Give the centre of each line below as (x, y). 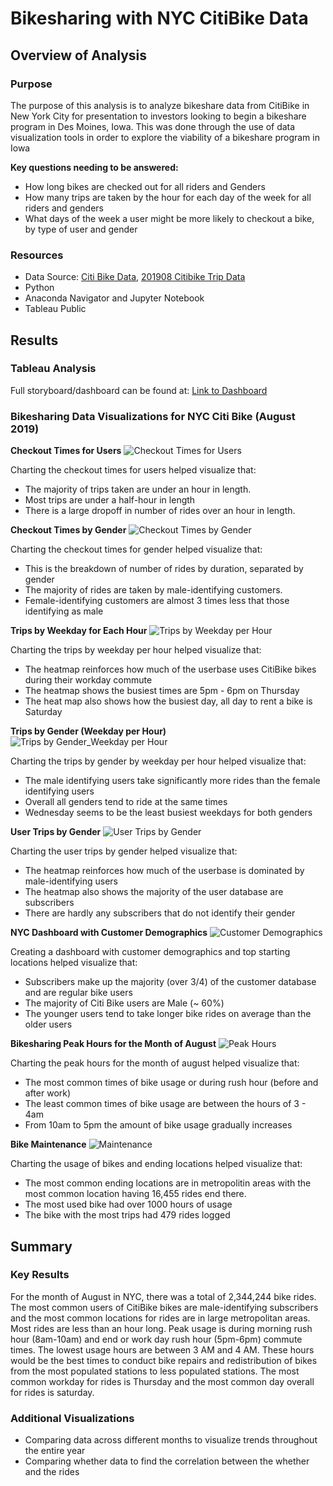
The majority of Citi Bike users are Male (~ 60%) (124, 1003)
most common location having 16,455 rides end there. (135, 1194)
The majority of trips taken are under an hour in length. (138, 489)
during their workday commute (88, 680)
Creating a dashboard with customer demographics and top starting (150, 952)
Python (39, 288)
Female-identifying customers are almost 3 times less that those (157, 601)
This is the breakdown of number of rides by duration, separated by (164, 569)
